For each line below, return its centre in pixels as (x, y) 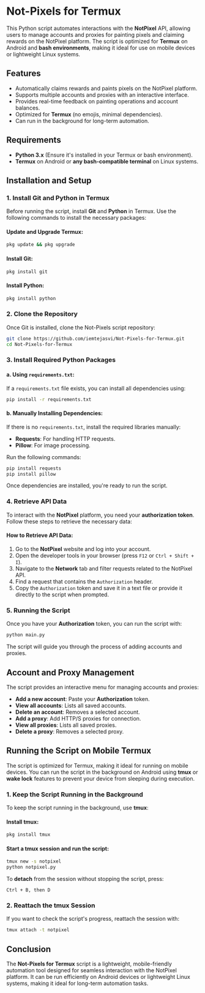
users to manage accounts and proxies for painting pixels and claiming (95, 34)
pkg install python (31, 298)
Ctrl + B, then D (28, 890)
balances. (28, 108)
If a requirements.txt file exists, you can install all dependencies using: (96, 388)
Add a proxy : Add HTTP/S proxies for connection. (78, 718)
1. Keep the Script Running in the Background (75, 794)
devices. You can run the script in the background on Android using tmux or (102, 772)
